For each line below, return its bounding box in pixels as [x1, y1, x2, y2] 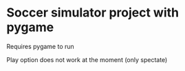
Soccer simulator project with [6, 5, 179, 21]
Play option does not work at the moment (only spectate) [6, 55, 168, 63]
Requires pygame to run [6, 42, 75, 50]
